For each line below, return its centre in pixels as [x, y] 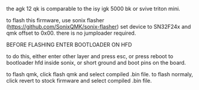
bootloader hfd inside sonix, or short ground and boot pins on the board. [96, 63]
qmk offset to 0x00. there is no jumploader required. [71, 33]
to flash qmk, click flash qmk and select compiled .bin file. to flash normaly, [100, 74]
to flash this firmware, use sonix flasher [55, 20]
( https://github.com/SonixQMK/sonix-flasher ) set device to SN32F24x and [99, 27]
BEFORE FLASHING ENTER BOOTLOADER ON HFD [69, 45]
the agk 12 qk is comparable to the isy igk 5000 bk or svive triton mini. [93, 9]
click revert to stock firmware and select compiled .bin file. [79, 81]
